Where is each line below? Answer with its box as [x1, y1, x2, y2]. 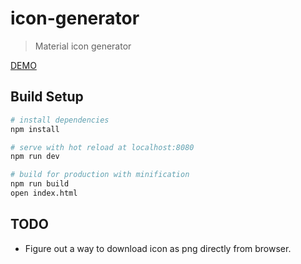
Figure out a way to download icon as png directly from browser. [24, 242, 292, 254]
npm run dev [10, 152, 60, 162]
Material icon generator [34, 40, 132, 52]
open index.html [10, 188, 78, 198]
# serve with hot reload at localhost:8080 [10, 142, 195, 152]
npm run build [10, 179, 70, 189]
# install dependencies [10, 115, 110, 125]
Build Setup [10, 88, 84, 106]
